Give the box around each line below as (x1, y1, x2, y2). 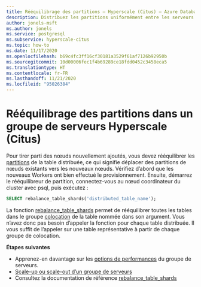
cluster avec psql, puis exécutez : (6, 184, 89, 191)
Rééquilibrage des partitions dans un (6, 107, 193, 120)
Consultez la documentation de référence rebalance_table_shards (14, 274, 178, 282)
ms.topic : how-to (6, 43, 50, 49)
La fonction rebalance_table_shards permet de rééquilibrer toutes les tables (6, 206, 193, 213)
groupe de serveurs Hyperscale (6, 120, 167, 134)
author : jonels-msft (6, 20, 58, 26)
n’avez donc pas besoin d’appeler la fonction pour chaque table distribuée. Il (6, 219, 194, 226)
